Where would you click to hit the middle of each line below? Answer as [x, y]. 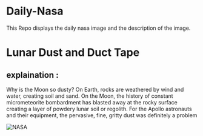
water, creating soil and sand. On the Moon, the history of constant [90, 96]
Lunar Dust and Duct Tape [73, 53]
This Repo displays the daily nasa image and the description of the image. [98, 28]
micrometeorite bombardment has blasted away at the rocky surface [92, 102]
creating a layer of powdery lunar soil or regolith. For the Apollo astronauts [99, 109]
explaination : [32, 75]
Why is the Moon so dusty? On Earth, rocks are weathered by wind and [95, 89]
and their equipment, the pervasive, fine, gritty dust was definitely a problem [102, 115]
